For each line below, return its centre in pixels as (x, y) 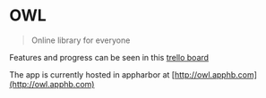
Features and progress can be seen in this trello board (109, 57)
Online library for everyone (81, 40)
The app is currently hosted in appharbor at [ (92, 74)
